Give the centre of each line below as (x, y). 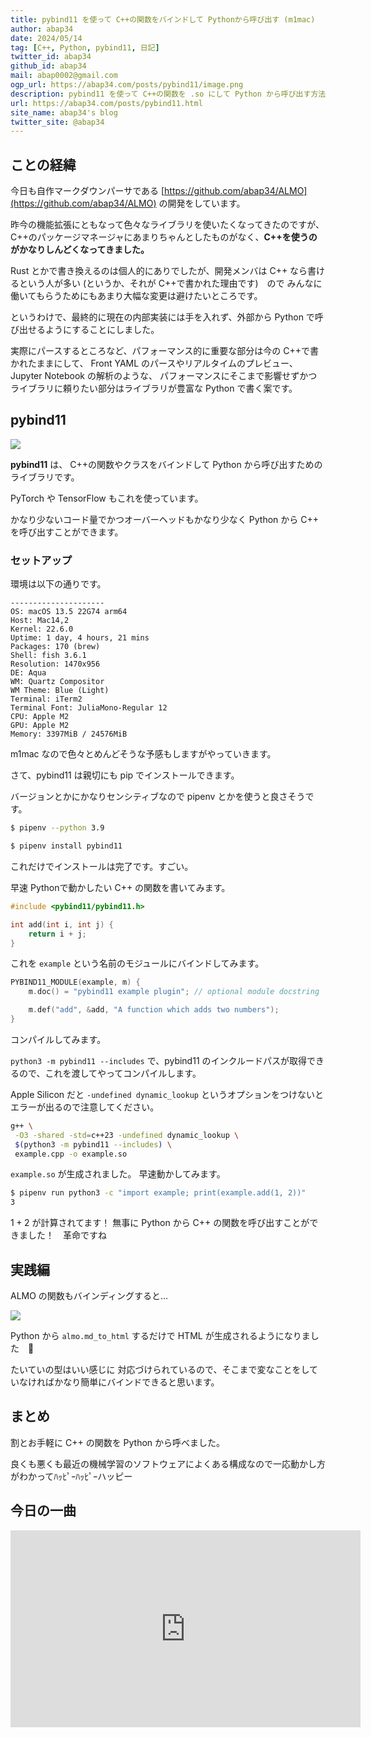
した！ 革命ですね (67, 1235)
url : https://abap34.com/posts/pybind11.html (106, 103)
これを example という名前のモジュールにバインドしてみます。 (137, 963)
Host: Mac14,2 (40, 621)
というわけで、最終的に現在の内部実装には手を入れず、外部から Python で (162, 317)
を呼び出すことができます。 (67, 532)
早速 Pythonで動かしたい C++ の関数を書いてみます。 (120, 887)
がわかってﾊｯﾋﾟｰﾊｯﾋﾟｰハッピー (71, 1476)
